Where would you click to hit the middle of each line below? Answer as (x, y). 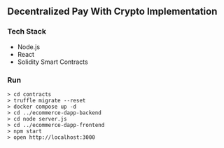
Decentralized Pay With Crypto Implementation (112, 12)
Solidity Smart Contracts (53, 62)
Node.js (29, 47)
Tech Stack (27, 32)
